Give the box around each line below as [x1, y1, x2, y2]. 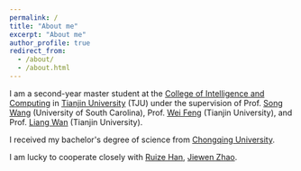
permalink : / [9, 13, 59, 22]
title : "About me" [9, 22, 78, 31]
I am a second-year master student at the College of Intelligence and [9, 87, 265, 99]
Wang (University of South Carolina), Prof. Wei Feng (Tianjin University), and [9, 107, 293, 118]
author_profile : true [9, 38, 91, 48]
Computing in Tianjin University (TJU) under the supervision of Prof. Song [9, 97, 284, 108]
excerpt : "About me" [9, 30, 87, 39]
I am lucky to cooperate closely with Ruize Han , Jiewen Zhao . [9, 151, 238, 162]
